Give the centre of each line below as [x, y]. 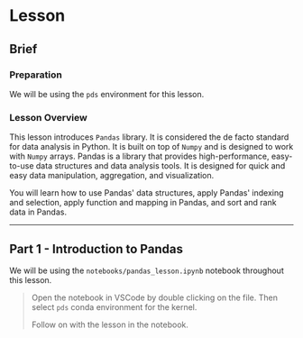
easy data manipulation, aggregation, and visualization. [112, 176]
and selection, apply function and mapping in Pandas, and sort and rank [143, 203]
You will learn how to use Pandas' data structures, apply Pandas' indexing [147, 193]
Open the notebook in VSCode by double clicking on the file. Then [154, 297]
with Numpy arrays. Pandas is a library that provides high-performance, [139, 156]
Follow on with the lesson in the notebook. [110, 324]
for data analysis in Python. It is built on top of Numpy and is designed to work [151, 147]
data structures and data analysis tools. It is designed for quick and [161, 166]
